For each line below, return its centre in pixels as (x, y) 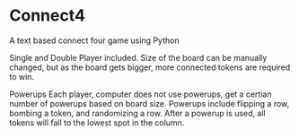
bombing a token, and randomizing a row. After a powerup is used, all (138, 113)
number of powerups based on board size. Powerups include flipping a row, (149, 103)
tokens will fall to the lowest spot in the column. (97, 123)
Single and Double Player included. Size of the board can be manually (138, 57)
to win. (22, 76)
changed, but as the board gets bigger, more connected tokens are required (150, 67)
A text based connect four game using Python (94, 40)
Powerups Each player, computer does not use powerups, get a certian (141, 94)
